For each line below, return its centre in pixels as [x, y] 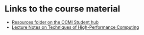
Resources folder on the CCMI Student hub [55, 22]
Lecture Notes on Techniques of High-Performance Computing [75, 27]
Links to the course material [62, 9]
